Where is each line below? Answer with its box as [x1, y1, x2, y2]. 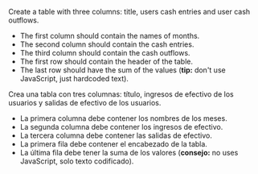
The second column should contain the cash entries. [19, 39, 195, 49]
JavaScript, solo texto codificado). [19, 156, 134, 166]
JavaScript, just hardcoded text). [19, 74, 129, 83]
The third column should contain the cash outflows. [19, 48, 190, 57]
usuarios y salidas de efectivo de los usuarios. [8, 98, 162, 107]
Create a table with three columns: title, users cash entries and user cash [8, 7, 251, 16]
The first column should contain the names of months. [19, 31, 200, 40]
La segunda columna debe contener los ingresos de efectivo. [19, 122, 223, 131]
